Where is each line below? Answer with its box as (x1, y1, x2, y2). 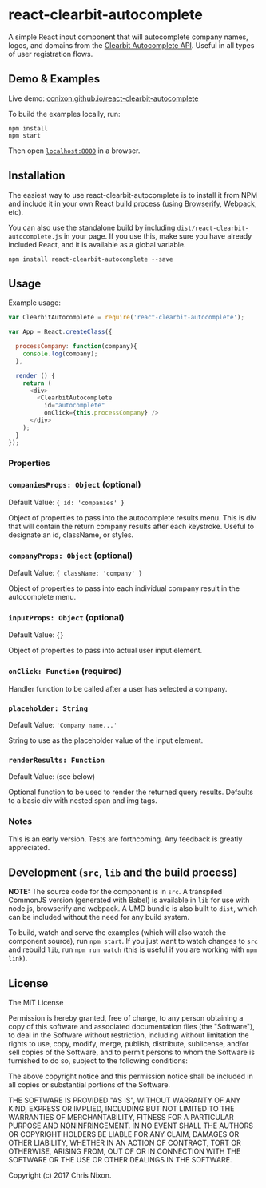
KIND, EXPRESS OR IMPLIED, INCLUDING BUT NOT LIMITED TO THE (8, 1104, 235, 1114)
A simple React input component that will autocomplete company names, (8, 32, 249, 42)
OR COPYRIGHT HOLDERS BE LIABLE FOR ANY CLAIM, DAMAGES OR (8, 1130, 240, 1139)
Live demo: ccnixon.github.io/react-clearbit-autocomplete (8, 94, 199, 103)
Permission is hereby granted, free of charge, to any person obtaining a (8, 1013, 244, 1023)
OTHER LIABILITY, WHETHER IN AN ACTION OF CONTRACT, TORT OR (8, 1138, 241, 1148)
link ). (8, 953, 28, 963)
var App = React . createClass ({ (8, 328, 113, 336)
